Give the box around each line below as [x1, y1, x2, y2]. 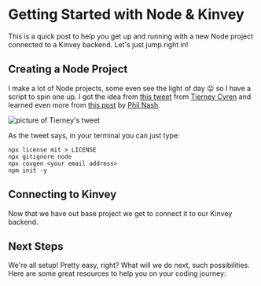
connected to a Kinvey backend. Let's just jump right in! [8, 39, 189, 49]
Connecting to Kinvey [8, 188, 117, 201]
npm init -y [8, 167, 47, 174]
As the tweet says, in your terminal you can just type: [8, 130, 180, 140]
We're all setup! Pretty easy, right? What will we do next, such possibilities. [8, 261, 250, 270]
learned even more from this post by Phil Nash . [8, 100, 161, 109]
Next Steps [8, 240, 64, 253]
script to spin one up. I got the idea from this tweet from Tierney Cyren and [8, 92, 252, 101]
